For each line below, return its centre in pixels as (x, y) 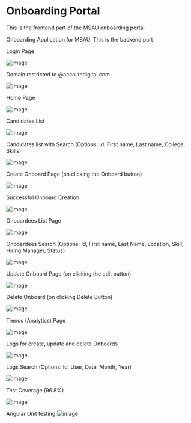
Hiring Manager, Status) (35, 250)
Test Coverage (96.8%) (35, 390)
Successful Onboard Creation (43, 197)
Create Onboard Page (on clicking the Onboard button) (74, 174)
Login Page (20, 51)
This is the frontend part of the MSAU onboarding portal (76, 28)
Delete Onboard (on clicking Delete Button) (59, 297)
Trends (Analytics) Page (36, 320)
